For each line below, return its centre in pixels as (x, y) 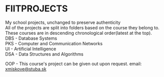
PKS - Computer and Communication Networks (54, 43)
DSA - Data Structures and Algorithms (44, 54)
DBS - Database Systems (31, 38)
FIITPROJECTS (36, 9)
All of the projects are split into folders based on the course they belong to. (82, 27)
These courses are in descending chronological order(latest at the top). (79, 33)
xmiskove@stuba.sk (26, 69)
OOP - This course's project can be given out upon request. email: (73, 64)
